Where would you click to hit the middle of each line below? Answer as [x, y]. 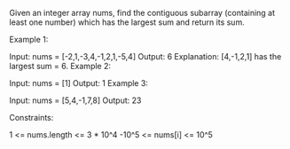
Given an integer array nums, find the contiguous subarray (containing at [142, 13]
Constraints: [31, 118]
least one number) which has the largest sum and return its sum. [127, 22]
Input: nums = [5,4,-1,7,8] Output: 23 [75, 100]
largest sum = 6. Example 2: [60, 66]
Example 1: [29, 39]
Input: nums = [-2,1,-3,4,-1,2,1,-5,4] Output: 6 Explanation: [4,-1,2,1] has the [145, 56]
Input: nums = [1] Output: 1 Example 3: [79, 83]
